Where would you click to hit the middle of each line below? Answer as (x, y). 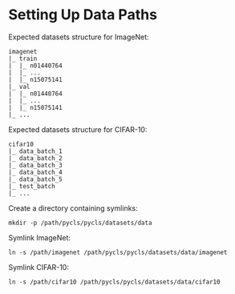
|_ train (23, 58)
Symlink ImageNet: (39, 237)
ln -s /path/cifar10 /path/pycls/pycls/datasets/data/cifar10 (114, 282)
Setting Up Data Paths (83, 15)
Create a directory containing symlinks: (73, 208)
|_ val (19, 87)
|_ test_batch (32, 186)
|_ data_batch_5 (35, 179)
